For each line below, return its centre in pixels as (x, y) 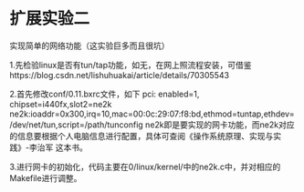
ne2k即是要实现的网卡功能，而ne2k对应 (220, 125)
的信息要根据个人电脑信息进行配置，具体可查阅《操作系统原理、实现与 (142, 136)
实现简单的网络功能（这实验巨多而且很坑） (89, 45)
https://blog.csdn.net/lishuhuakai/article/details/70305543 (120, 75)
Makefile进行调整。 (46, 177)
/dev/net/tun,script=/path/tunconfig (76, 125)
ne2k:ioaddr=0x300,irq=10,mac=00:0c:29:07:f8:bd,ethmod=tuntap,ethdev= (152, 114)
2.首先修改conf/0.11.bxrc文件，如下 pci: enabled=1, (105, 94)
